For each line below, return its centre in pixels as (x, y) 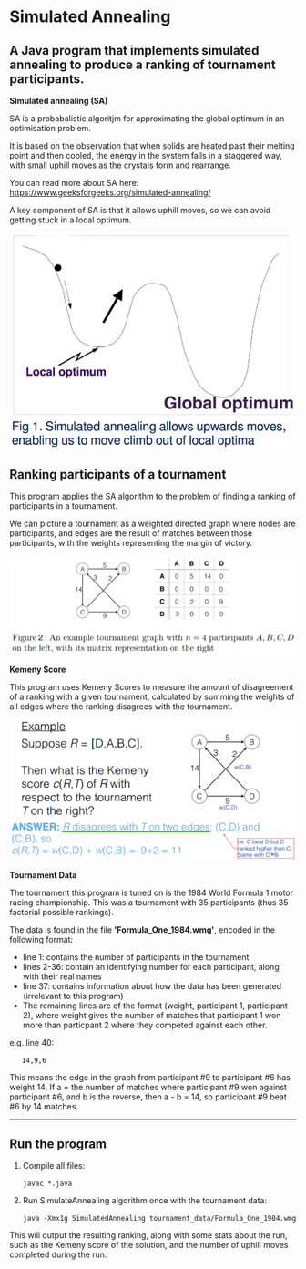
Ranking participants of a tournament (118, 475)
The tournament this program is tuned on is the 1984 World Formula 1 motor (152, 893)
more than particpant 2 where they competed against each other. (145, 1025)
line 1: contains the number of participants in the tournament (136, 957)
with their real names (62, 976)
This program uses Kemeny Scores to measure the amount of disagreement (152, 686)
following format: (41, 940)
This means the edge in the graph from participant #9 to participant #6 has (150, 1078)
